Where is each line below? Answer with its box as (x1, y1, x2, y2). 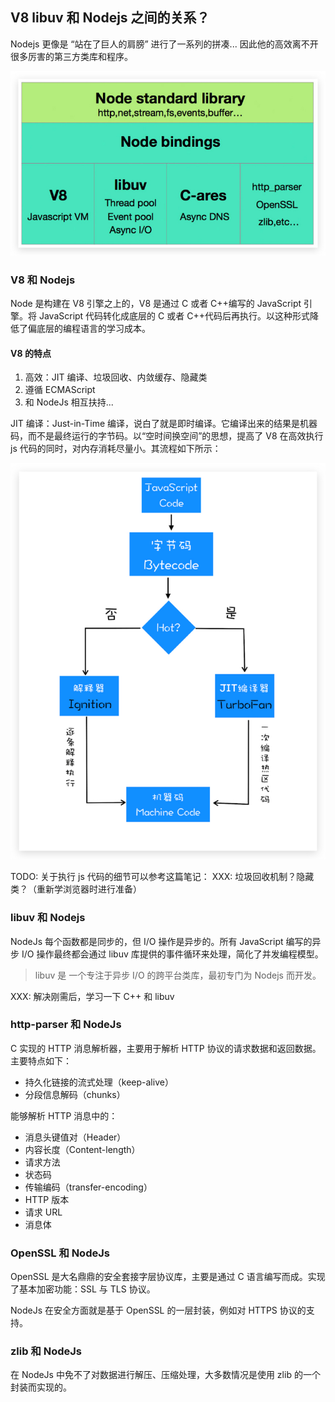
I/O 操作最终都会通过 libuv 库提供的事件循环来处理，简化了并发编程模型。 (21, 948, 324, 960)
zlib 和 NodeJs (10, 1344, 82, 1358)
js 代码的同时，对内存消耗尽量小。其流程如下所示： (10, 443, 222, 455)
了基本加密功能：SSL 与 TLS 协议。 (10, 1283, 156, 1295)
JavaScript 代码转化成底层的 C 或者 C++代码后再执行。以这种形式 (38, 310, 310, 322)
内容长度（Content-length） (24, 1143, 141, 1155)
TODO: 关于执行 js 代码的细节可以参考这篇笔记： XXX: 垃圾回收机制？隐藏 (10, 871, 315, 883)
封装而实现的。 (10, 1381, 72, 1393)
